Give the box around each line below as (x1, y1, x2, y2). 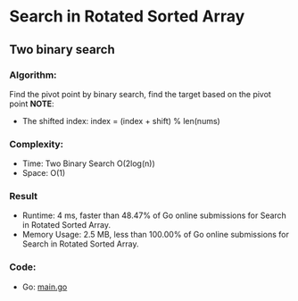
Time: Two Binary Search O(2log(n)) (21, 158, 156, 169)
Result (9, 190, 38, 203)
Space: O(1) (21, 168, 66, 179)
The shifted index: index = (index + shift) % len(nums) (21, 115, 220, 126)
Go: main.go (21, 281, 68, 292)
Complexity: (9, 138, 64, 150)
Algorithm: (9, 69, 57, 81)
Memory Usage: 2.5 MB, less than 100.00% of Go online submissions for (21, 230, 290, 240)
